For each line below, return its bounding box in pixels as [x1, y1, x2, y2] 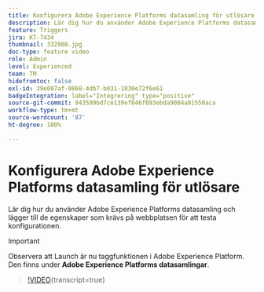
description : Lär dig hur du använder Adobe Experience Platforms [8, 19, 230, 27]
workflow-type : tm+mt [8, 107, 79, 115]
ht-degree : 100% [8, 121, 61, 129]
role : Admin [8, 56, 47, 64]
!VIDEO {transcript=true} [27, 275, 106, 284]
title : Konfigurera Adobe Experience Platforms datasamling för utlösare [8, 11, 255, 20]
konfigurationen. [8, 221, 61, 230]
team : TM [8, 70, 37, 78]
